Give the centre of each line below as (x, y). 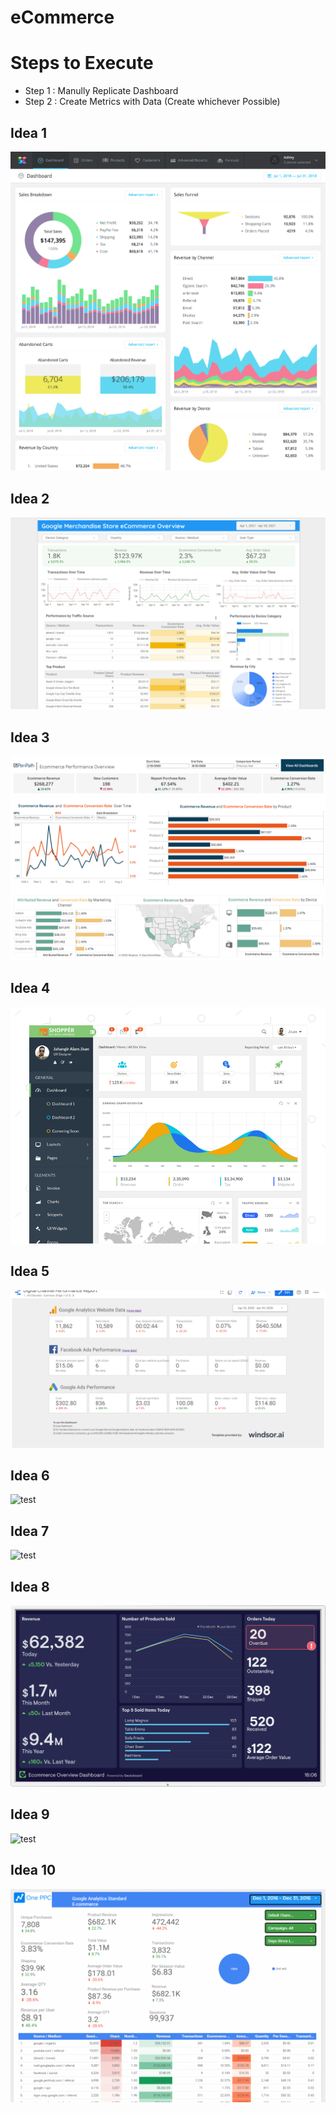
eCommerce (62, 17)
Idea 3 (30, 737)
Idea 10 (33, 1870)
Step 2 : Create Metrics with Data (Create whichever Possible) (152, 102)
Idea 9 (30, 1814)
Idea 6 (30, 1475)
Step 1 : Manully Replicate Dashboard (101, 91)
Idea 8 (30, 1586)
